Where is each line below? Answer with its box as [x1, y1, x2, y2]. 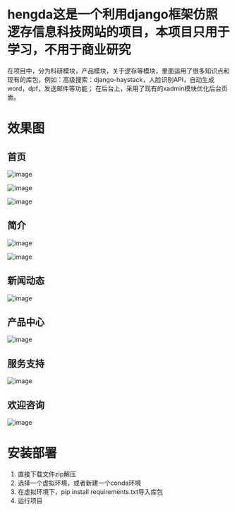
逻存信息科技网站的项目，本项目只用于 [7, 24, 231, 40]
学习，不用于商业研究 [7, 42, 132, 58]
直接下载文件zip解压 [17, 469, 76, 478]
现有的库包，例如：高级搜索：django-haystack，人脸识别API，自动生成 [7, 75, 215, 83]
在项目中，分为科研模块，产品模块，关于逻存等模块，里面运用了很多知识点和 [7, 66, 230, 75]
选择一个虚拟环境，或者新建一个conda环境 [17, 478, 141, 487]
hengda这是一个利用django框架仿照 [7, 6, 218, 23]
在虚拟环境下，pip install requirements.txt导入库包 [17, 487, 164, 495]
